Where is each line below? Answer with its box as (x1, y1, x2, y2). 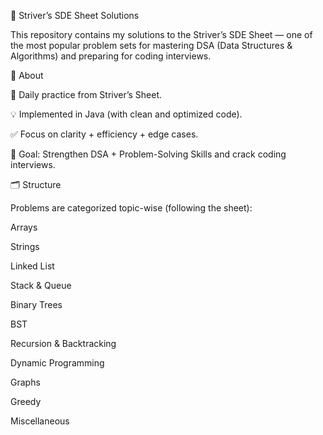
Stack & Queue (10, 280, 72, 291)
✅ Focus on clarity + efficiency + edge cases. (10, 128, 199, 140)
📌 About (10, 70, 44, 81)
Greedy (10, 396, 42, 407)
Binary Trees (10, 299, 63, 310)
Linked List (10, 260, 55, 272)
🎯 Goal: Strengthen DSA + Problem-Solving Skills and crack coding (10, 148, 287, 160)
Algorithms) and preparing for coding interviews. (10, 50, 212, 62)
